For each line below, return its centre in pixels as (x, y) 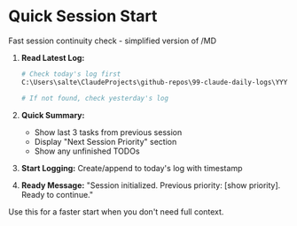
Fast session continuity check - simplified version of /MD (113, 41)
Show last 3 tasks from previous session (108, 132)
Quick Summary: (53, 115)
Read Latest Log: (53, 57)
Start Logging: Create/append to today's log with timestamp (132, 168)
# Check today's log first (71, 74)
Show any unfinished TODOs (87, 151)
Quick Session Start (83, 16)
